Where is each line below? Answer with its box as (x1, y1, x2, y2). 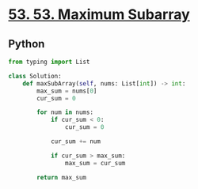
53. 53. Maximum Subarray (8, 6, 190, 24)
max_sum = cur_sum (64, 159, 126, 167)
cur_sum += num (50, 138, 101, 146)
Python (8, 37, 45, 51)
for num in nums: (36, 108, 93, 116)
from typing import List (8, 58, 90, 66)
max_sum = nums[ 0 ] (36, 87, 97, 95)
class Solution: (8, 72, 62, 80)
